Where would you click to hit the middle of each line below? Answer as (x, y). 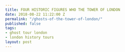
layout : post (19, 42)
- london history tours (30, 38)
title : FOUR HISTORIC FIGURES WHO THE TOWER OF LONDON (63, 10)
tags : (11, 28)
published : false (23, 24)
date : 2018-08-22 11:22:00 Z (35, 14)
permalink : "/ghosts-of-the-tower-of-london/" (54, 19)
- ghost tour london (26, 33)
